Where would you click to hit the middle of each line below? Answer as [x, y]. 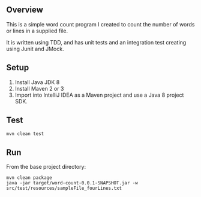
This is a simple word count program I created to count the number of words [100, 24]
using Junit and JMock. [35, 49]
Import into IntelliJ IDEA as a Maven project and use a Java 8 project [99, 95]
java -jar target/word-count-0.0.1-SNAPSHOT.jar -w [72, 183]
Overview [25, 10]
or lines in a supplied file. [37, 31]
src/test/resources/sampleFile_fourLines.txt [64, 189]
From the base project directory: [46, 167]
